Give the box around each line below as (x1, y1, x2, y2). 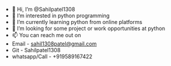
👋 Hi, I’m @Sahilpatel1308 (11, 6, 75, 13)
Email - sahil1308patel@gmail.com (11, 40, 97, 47)
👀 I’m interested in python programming (11, 12, 110, 19)
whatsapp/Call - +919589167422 (11, 53, 93, 60)
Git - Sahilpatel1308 (11, 47, 61, 53)
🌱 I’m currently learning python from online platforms (11, 19, 142, 25)
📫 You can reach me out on (11, 32, 81, 38)
